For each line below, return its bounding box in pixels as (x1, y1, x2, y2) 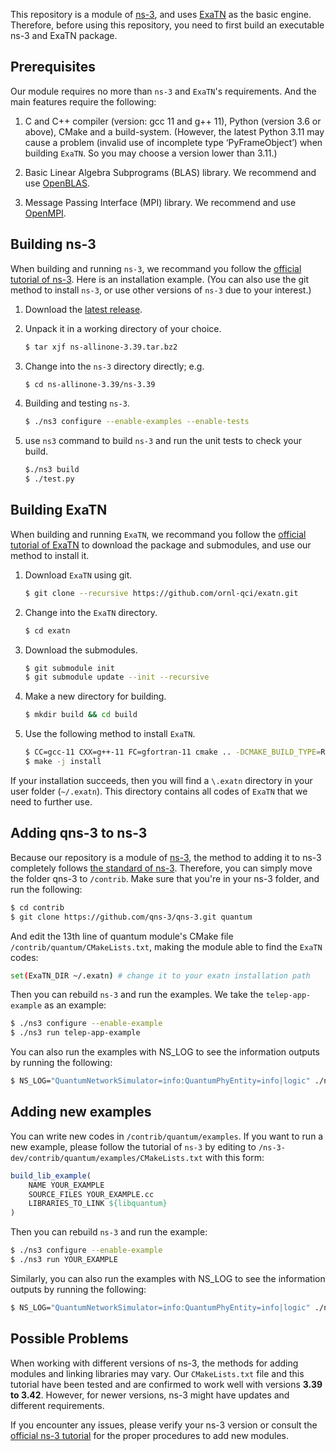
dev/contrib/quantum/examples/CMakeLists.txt (10, 1153, 203, 1163)
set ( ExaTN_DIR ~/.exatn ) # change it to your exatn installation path (10, 970, 311, 981)
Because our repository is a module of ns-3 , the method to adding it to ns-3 (10, 851, 322, 863)
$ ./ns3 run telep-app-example (10, 1028, 141, 1038)
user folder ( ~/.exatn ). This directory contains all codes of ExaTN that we (10, 785, 308, 797)
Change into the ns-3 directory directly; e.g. (24, 360, 205, 372)
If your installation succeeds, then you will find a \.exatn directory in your (10, 774, 313, 786)
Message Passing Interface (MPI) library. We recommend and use (24, 196, 297, 208)
